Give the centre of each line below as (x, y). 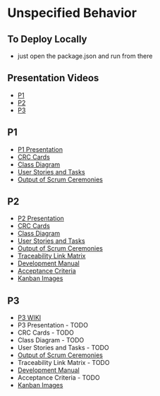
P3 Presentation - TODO (53, 325)
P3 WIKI (29, 318)
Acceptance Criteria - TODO (59, 378)
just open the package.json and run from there (85, 56)
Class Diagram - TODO (51, 340)
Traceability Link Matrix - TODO (63, 363)
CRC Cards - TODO (45, 332)
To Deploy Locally (47, 39)
